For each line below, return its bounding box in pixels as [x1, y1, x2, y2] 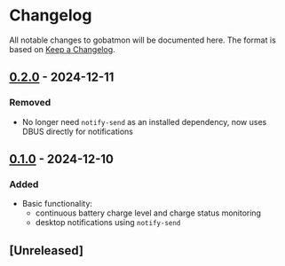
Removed [9, 97, 51, 109]
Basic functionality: [21, 199, 93, 209]
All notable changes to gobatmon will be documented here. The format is [9, 35, 277, 45]
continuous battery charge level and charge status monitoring [35, 207, 262, 218]
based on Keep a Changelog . [9, 43, 115, 54]
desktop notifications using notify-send [35, 217, 181, 228]
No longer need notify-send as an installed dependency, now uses [21, 116, 267, 127]
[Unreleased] [9, 243, 84, 258]
